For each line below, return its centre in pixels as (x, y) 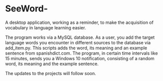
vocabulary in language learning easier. (46, 27)
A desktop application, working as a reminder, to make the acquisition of (79, 22)
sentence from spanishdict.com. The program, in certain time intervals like (81, 53)
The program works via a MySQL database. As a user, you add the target (80, 37)
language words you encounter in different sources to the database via (78, 42)
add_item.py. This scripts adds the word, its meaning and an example (76, 48)
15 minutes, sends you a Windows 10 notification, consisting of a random (80, 58)
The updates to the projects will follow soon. (51, 73)
